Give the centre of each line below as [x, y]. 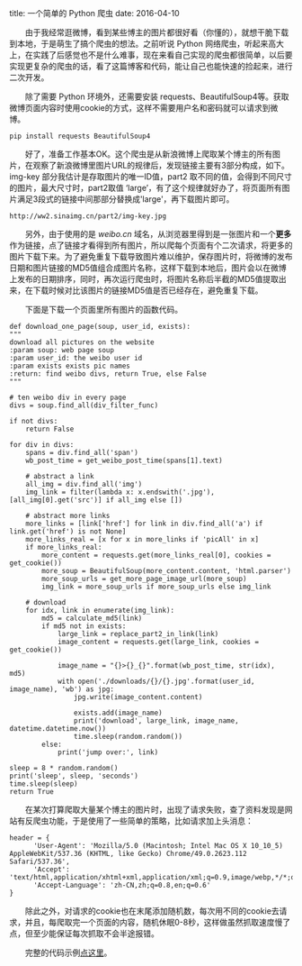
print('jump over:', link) [108, 752]
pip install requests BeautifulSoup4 [80, 136]
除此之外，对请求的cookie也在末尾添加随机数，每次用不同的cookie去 [153, 911]
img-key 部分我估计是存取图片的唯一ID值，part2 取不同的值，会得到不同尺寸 [151, 177]
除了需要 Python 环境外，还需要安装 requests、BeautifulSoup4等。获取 [157, 96]
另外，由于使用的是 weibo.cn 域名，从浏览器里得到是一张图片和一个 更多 [159, 234]
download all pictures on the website [82, 342]
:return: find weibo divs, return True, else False [108, 374]
